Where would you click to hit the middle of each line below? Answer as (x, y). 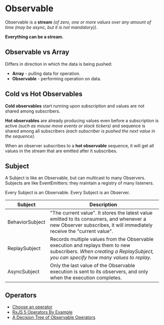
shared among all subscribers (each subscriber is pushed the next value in (80, 131)
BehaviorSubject (26, 222)
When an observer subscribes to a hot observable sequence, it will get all (80, 145)
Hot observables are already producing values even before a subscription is (82, 120)
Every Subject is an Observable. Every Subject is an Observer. (68, 193)
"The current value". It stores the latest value (101, 213)
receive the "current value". (82, 232)
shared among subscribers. (33, 111)
